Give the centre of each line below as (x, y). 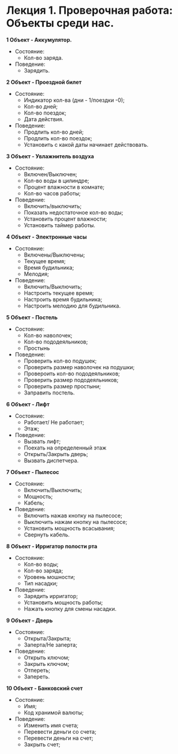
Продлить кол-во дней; (54, 132)
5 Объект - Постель (32, 317)
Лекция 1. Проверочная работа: (90, 10)
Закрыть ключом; (46, 663)
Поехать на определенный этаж (65, 448)
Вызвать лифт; (42, 441)
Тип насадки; (41, 583)
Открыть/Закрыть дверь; (56, 454)
